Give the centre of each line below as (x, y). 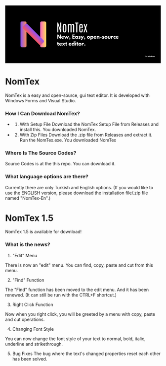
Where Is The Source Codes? (41, 153)
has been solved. (30, 359)
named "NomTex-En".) (28, 198)
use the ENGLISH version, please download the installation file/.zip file (77, 193)
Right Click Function (33, 304)
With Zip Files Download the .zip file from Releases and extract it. (86, 135)
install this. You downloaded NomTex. (58, 129)
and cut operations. (25, 319)
